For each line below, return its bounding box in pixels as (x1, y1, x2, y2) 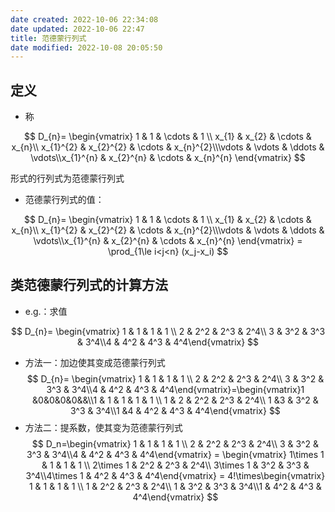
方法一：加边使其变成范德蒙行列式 (24, 356, 166, 368)
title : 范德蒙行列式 (10, 33, 87, 43)
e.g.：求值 (24, 305, 68, 317)
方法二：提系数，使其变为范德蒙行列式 (24, 421, 183, 433)
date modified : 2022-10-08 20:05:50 (10, 42, 163, 53)
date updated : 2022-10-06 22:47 (10, 24, 145, 34)
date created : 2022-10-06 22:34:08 (10, 14, 159, 25)
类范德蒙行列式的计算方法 (10, 277, 168, 294)
